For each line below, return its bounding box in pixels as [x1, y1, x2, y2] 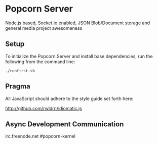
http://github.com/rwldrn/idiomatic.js [5, 105, 82, 111]
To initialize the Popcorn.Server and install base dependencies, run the [5, 53, 153, 59]
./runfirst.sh [5, 68, 35, 73]
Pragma [5, 82, 30, 91]
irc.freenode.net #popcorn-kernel [5, 133, 76, 139]
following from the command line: [5, 59, 75, 65]
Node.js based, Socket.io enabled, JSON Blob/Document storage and [5, 20, 150, 26]
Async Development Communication [5, 120, 124, 128]
